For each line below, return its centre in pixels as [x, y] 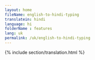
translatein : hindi [25, 19]
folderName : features [28, 29]
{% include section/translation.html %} [45, 52]
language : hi [18, 24]
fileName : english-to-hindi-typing [42, 15]
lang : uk [14, 33]
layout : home [18, 10]
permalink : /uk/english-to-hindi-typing [48, 38]
